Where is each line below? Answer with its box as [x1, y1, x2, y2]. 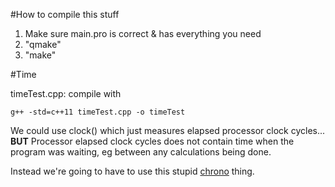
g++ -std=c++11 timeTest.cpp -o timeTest [10, 107, 186, 117]
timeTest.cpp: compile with [10, 88, 122, 99]
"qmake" [24, 39, 62, 50]
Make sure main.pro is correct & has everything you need [24, 28, 262, 39]
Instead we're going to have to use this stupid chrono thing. [10, 165, 255, 177]
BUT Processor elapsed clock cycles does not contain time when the [10, 135, 295, 147]
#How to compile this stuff [10, 9, 120, 20]
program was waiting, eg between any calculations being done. [10, 146, 272, 158]
